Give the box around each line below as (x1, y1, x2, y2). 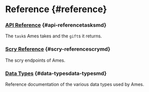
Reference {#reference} (5, 4, 107, 15)
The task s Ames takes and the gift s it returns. (5, 33, 102, 39)
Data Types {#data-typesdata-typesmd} (5, 70, 107, 77)
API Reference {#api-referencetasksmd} (5, 22, 107, 29)
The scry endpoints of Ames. (5, 57, 65, 63)
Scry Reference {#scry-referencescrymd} (5, 45, 111, 53)
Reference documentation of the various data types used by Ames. (5, 81, 144, 87)
